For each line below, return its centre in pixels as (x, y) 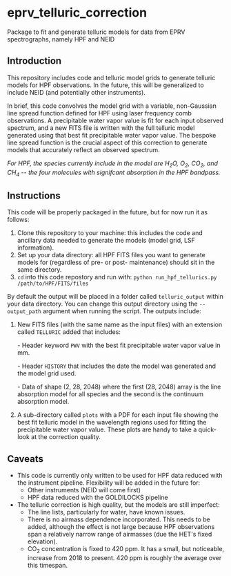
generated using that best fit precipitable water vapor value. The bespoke (112, 135)
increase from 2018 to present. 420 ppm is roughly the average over (124, 557)
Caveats (25, 459)
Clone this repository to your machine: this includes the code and (110, 233)
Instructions (34, 195)
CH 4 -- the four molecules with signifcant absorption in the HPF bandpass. (114, 173)
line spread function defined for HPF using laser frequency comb (99, 113)
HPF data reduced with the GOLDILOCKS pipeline (98, 497)
